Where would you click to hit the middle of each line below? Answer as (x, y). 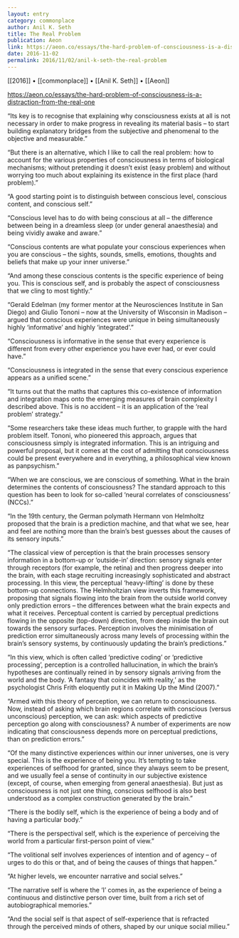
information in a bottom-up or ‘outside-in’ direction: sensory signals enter (115, 560)
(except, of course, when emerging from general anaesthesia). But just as (115, 783)
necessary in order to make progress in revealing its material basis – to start (118, 123)
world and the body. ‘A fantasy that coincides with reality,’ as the (102, 679)
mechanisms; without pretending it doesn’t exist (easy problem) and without (119, 167)
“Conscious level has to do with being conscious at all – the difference (110, 217)
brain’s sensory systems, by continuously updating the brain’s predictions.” (117, 643)
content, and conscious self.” (50, 204)
